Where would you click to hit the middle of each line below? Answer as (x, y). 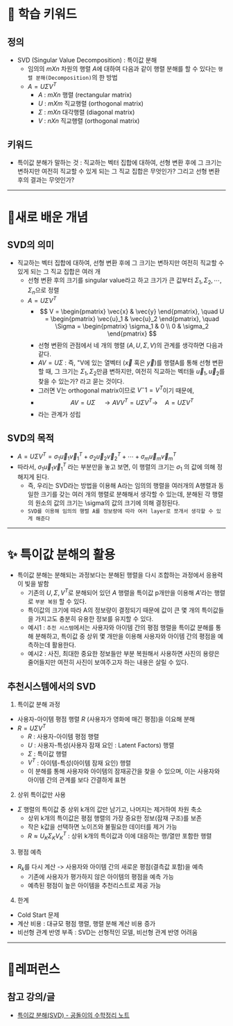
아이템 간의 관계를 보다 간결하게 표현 (77, 780)
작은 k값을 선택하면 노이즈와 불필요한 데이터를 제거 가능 (102, 827)
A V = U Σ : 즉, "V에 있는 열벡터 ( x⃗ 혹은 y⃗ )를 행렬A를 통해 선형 (124, 363)
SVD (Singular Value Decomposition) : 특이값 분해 (87, 60)
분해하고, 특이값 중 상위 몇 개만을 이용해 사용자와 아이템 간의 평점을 (126, 636)
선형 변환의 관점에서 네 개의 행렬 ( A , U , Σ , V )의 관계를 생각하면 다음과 (130, 345)
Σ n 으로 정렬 (43, 291)
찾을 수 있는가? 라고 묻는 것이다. (81, 381)
